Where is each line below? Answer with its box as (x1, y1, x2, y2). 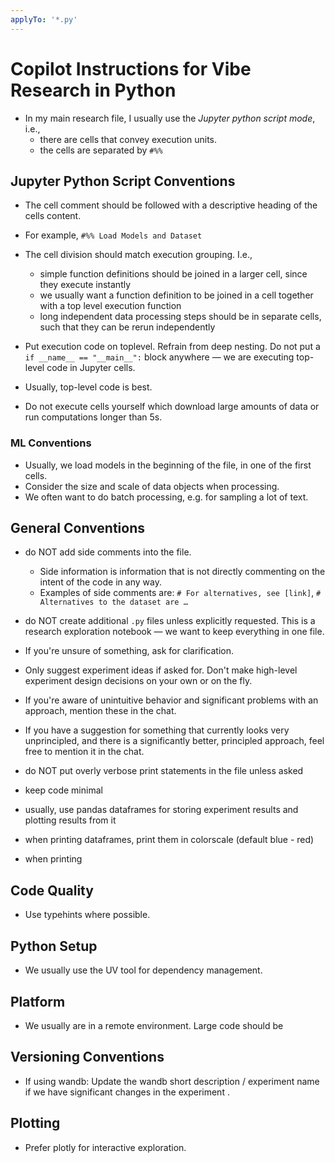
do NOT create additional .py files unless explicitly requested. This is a (24, 615, 316, 627)
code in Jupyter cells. (46, 362, 136, 374)
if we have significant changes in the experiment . (24, 1086, 230, 1098)
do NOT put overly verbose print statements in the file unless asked (24, 765, 304, 777)
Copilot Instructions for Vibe (10, 57, 252, 80)
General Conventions (10, 520, 145, 537)
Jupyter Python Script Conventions (10, 172, 236, 190)
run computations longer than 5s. (24, 411, 163, 423)
